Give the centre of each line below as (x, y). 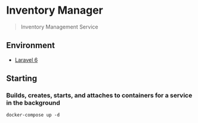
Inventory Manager (55, 10)
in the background (33, 103)
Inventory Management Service (59, 27)
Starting (22, 79)
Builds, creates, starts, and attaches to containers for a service (99, 96)
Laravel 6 (26, 59)
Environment (31, 45)
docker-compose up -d (33, 115)
